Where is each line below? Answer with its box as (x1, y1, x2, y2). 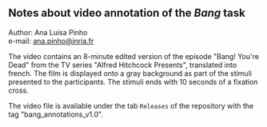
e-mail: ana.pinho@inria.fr (8, 36, 94, 46)
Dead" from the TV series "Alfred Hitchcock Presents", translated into (8, 60, 237, 69)
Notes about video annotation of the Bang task (8, 6, 245, 20)
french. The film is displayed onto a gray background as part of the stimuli (8, 68, 252, 78)
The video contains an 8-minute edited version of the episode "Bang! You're (8, 51, 260, 61)
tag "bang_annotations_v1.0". (8, 109, 104, 119)
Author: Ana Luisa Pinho (8, 27, 88, 37)
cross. (8, 85, 30, 95)
